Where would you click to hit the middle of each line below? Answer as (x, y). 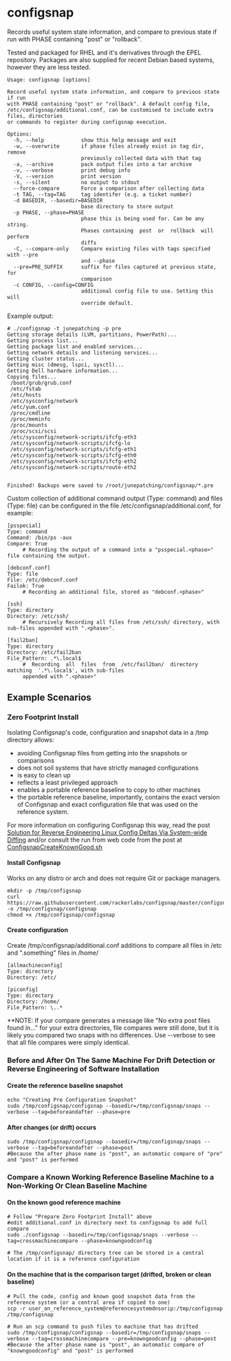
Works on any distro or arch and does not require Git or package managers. (114, 878)
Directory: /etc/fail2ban (44, 652)
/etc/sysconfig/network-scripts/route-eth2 (73, 467)
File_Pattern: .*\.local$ (44, 658)
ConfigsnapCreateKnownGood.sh (55, 847)
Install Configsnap (34, 863)
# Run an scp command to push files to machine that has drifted (102, 1327)
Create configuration (38, 930)
